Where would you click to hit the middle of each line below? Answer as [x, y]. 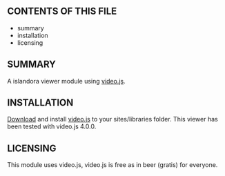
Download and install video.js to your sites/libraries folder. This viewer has [113, 119]
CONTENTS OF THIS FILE [62, 11]
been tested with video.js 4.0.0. [52, 126]
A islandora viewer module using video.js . [66, 81]
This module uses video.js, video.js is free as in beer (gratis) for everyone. [112, 165]
